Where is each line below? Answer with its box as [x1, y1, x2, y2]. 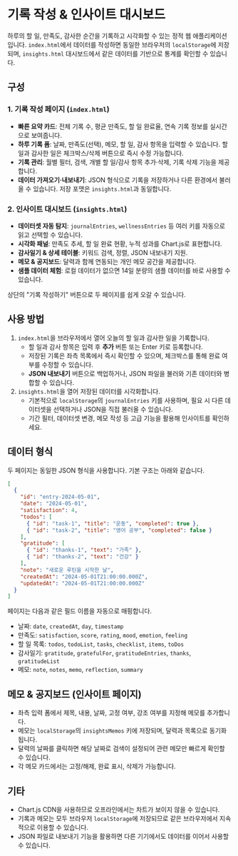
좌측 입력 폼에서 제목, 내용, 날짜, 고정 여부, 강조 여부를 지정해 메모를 [17, 708, 205, 717]
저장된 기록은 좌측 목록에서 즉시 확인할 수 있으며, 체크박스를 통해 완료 [28, 351, 221, 360]
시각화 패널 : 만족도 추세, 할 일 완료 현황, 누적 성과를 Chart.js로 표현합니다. [17, 239, 222, 248]
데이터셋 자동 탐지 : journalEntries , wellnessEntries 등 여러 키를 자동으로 [17, 221, 226, 230]
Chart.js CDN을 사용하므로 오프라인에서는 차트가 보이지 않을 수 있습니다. [17, 805, 220, 814]
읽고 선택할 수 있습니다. [17, 230, 83, 239]
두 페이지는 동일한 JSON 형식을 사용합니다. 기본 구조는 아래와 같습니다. [7, 465, 205, 475]
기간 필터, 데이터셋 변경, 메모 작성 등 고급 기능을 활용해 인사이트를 [28, 413, 211, 422]
